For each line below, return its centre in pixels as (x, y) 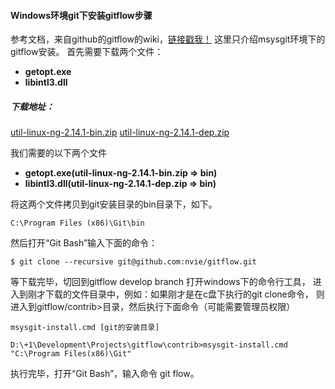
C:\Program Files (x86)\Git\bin (77, 223)
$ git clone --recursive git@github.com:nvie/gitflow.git (133, 262)
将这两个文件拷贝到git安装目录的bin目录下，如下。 (114, 204)
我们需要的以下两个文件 (58, 153)
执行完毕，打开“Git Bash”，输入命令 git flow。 (105, 374)
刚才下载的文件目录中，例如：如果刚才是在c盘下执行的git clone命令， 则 (176, 294)
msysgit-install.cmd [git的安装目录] (85, 328)
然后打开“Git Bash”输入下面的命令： (84, 243)
